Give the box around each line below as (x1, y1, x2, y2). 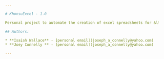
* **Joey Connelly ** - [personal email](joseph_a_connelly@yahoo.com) (5, 42, 154, 47)
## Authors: (5, 29, 29, 34)
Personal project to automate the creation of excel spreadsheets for (5, 20, 152, 25)
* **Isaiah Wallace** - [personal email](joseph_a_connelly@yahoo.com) (5, 38, 154, 43)
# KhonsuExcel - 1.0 (5, 11, 47, 16)
